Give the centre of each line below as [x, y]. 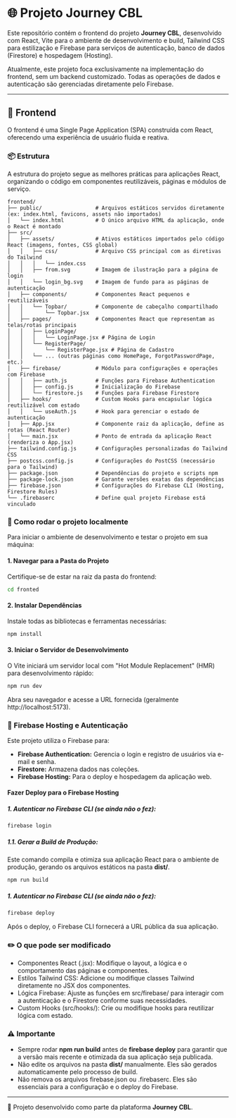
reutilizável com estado [44, 406]
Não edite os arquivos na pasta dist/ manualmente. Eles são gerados [117, 1064]
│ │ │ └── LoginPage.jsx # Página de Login [81, 338]
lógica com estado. [45, 1016]
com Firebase [26, 375]
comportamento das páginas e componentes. [83, 971]
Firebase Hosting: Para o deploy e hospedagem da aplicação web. [114, 776]
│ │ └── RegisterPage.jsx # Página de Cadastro [91, 350]
